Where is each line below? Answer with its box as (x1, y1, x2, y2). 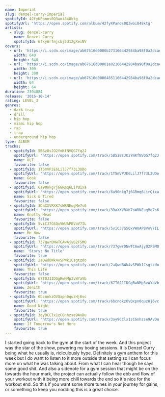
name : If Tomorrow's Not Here (14, 322, 76, 326)
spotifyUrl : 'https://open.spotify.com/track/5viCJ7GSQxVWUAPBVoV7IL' (14, 226, 162, 231)
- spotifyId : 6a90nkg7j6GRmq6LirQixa (9, 185, 87, 190)
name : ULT (14, 157, 34, 162)
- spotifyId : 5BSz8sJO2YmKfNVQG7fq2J (9, 149, 87, 153)
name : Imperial (5, 7, 36, 12)
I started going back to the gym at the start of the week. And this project (5, 339, 151, 346)
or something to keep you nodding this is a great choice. (5, 386, 119, 392)
